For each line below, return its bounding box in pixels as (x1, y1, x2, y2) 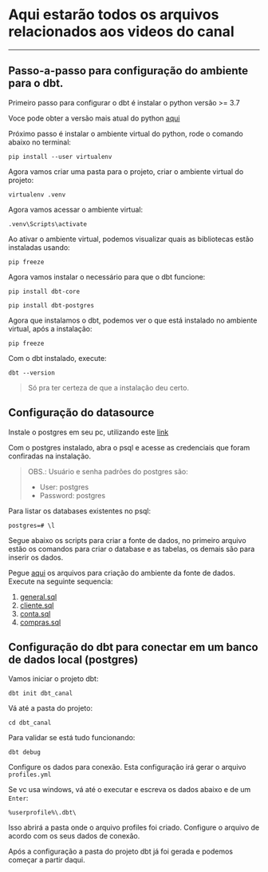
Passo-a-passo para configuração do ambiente (8, 64, 249, 77)
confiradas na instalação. (8, 451, 92, 461)
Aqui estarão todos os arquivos (8, 6, 219, 24)
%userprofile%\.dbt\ (8, 809, 77, 817)
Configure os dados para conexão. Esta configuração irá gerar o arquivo (8, 763, 246, 772)
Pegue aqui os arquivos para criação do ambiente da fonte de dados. (8, 568, 235, 577)
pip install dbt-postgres (8, 301, 94, 309)
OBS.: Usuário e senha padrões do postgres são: (27, 466, 189, 476)
